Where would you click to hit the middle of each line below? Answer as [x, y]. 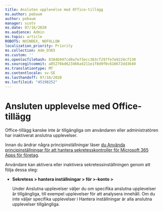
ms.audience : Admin [25, 32]
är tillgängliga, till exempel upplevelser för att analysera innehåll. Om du [84, 193]
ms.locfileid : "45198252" [31, 82]
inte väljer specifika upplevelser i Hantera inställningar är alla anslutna [82, 199]
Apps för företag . [22, 155]
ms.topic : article [24, 37]
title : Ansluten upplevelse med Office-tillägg [54, 10]
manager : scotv [20, 23]
